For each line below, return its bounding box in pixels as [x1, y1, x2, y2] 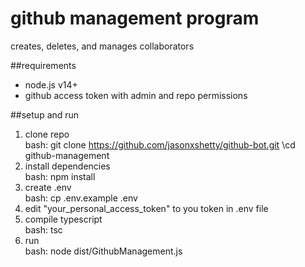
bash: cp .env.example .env [24, 192, 138, 204]
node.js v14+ [24, 78, 78, 91]
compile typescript [24, 213, 103, 225]
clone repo [24, 128, 70, 140]
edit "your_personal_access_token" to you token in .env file [24, 202, 269, 214]
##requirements [10, 59, 77, 71]
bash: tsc [24, 223, 63, 236]
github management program [10, 7, 260, 30]
